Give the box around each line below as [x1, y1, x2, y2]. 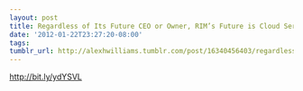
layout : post [9, 13, 59, 23]
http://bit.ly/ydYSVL [9, 71, 83, 82]
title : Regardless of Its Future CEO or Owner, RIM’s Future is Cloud [9, 22, 280, 31]
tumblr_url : [9, 47, 54, 56]
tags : [9, 38, 30, 48]
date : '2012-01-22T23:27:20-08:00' [9, 30, 143, 39]
